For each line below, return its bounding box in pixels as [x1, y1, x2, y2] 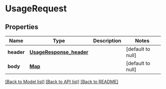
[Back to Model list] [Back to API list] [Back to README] [5, 79, 119, 85]
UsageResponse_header [29, 49, 89, 55]
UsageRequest [5, 3, 67, 14]
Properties [5, 23, 39, 31]
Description [93, 38, 122, 44]
